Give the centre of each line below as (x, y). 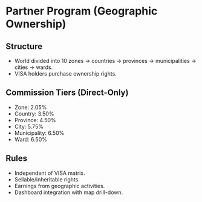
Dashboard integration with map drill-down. (69, 192)
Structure (24, 46)
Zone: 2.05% (31, 107)
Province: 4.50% (35, 120)
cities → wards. (34, 67)
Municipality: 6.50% (39, 133)
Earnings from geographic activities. (60, 186)
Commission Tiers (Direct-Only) (67, 93)
